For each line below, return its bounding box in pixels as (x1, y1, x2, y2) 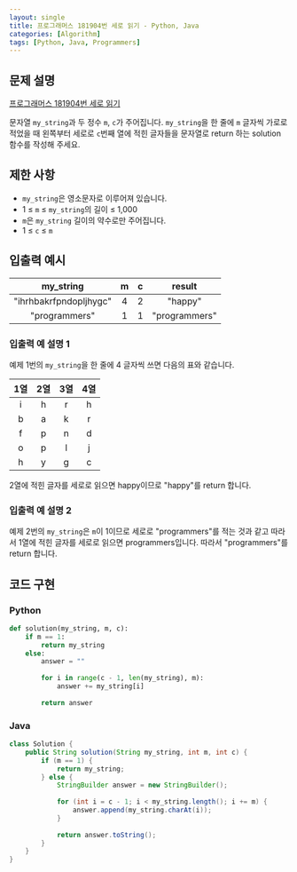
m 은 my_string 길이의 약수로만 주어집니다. (21, 215, 167, 226)
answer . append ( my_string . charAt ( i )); (72, 805, 213, 815)
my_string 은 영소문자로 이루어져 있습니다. (21, 193, 168, 203)
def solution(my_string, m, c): (9, 623, 129, 633)
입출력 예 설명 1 (9, 337, 70, 350)
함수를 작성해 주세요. (9, 139, 81, 150)
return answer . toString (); (56, 830, 157, 839)
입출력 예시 (9, 253, 66, 268)
